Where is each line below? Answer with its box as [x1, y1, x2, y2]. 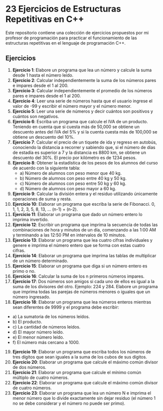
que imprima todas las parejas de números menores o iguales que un [12, 289, 150, 295]
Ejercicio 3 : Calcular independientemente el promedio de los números [12, 87, 152, 93]
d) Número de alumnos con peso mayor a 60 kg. [19, 185, 117, 191]
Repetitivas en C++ [5, 14, 84, 25]
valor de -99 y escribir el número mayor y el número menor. [12, 103, 132, 109]
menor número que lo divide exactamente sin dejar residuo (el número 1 [12, 395, 156, 401]
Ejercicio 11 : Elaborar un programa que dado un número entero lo [12, 211, 143, 217]
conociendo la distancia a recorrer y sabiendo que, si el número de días [12, 144, 156, 150]
